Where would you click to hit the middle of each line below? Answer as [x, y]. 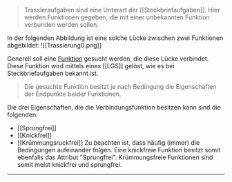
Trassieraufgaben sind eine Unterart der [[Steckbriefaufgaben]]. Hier [122, 10]
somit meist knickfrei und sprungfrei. [69, 164]
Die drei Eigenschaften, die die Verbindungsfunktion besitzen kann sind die [114, 107]
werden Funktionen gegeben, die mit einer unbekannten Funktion [117, 17]
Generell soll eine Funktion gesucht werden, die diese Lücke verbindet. [108, 59]
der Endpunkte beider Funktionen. [72, 94]
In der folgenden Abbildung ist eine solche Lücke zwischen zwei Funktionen [115, 38]
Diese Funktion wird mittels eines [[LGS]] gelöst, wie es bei [91, 66]
